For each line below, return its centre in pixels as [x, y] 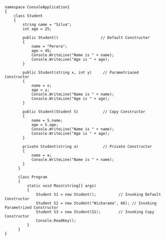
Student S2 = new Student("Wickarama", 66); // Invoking [96, 203]
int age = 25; [37, 29]
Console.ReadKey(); [56, 221]
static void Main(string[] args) [62, 186]
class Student [28, 16]
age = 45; [41, 51]
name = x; [41, 86]
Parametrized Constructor [31, 208]
